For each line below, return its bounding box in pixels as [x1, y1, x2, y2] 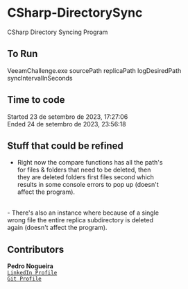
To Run [7, 48, 38, 60]
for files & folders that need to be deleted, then [17, 165, 151, 174]
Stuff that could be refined [7, 140, 123, 151]
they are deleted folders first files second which [17, 173, 154, 181]
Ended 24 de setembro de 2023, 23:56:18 [7, 119, 126, 128]
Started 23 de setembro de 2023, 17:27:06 [7, 113, 128, 121]
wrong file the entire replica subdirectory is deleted [7, 216, 154, 224]
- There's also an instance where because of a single [7, 208, 160, 217]
